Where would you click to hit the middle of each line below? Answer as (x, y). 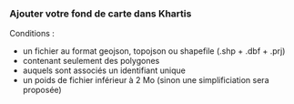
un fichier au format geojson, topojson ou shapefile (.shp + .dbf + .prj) (154, 51)
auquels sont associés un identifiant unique (104, 70)
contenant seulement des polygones (91, 61)
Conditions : (32, 34)
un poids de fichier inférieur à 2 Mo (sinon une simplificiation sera (146, 80)
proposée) (42, 90)
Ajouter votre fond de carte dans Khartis (101, 14)
